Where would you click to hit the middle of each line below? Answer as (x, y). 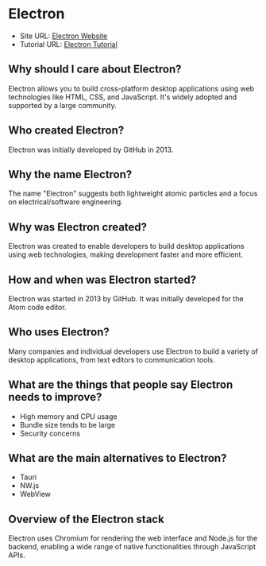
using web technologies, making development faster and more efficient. (126, 254)
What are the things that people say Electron (121, 385)
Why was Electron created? (78, 227)
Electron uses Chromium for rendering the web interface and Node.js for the (133, 538)
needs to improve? (55, 397)
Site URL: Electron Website (64, 36)
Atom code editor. (37, 307)
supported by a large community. (62, 105)
